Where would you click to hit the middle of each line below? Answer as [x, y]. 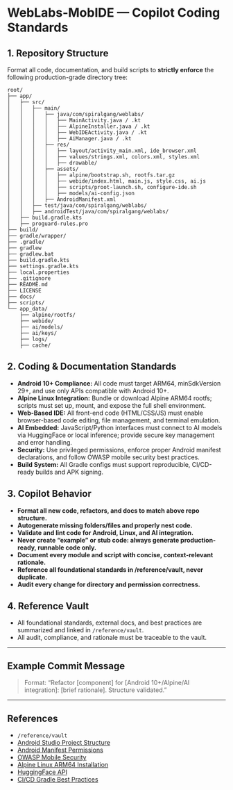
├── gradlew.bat [31, 254]
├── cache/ [35, 345]
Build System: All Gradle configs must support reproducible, [104, 464]
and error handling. [45, 442]
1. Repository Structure [58, 53]
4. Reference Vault [48, 606]
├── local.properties [38, 272]
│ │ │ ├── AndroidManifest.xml [62, 199]
